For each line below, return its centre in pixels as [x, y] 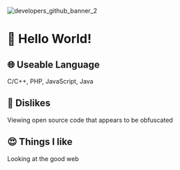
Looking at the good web [43, 159]
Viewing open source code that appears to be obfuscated [90, 120]
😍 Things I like [40, 142]
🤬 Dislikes [29, 103]
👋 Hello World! [50, 39]
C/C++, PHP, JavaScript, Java [51, 81]
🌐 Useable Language [53, 64]
